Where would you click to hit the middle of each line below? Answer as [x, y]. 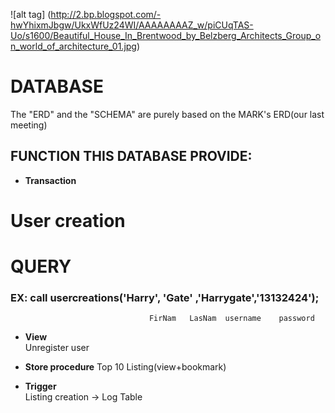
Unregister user [57, 348]
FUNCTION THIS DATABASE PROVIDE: [131, 156]
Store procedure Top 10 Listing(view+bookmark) [125, 367]
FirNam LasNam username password [231, 319]
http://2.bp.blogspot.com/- [106, 14]
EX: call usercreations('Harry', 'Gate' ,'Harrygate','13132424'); [165, 298]
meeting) [29, 125]
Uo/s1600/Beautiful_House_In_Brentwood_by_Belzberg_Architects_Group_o [166, 35]
